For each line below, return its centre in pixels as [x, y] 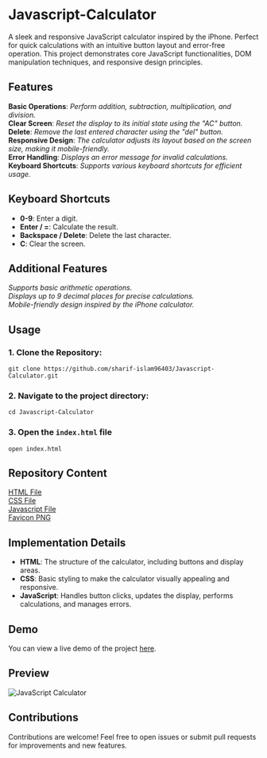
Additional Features [58, 268]
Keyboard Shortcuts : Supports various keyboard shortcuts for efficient [125, 166]
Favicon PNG [30, 518]
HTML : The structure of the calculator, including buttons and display [132, 562]
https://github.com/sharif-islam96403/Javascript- [129, 369]
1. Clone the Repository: [55, 352]
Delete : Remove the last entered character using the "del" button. [116, 131]
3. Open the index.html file [60, 432]
